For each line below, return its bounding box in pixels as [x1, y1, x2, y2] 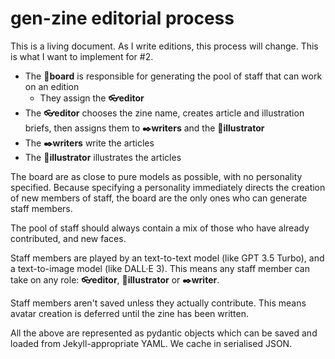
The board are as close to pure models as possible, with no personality [10, 170, 303, 182]
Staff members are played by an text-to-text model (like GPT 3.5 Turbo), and [10, 252, 325, 264]
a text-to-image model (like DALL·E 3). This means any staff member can [10, 262, 311, 274]
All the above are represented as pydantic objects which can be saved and [10, 327, 318, 339]
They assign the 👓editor [39, 92, 145, 104]
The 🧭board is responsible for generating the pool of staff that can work [24, 70, 323, 82]
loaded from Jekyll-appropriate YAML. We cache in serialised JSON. [10, 337, 293, 349]
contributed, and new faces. [10, 232, 127, 244]
